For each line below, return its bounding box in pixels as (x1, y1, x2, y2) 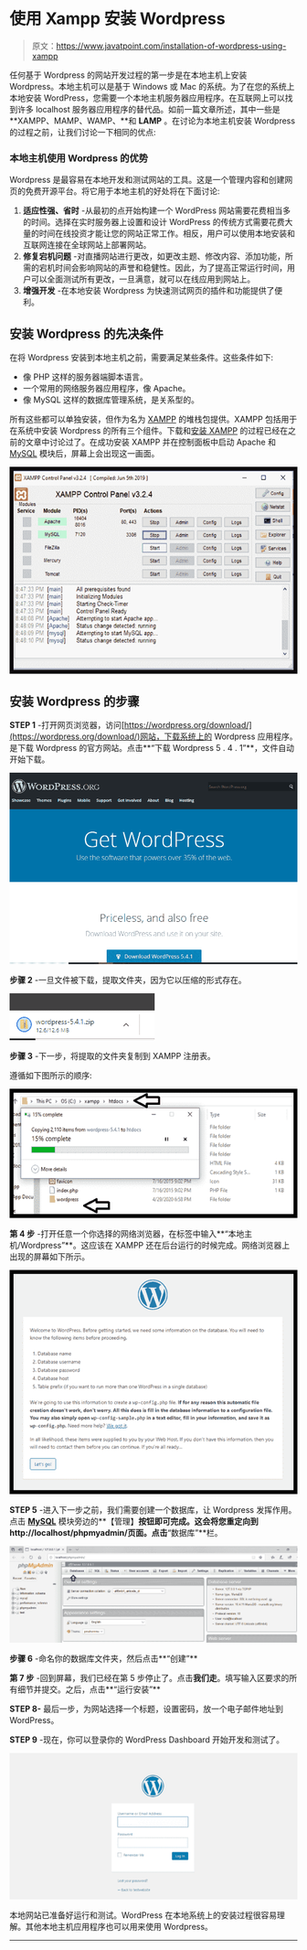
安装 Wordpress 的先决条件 (9, 326, 164, 341)
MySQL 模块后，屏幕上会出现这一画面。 (9, 448, 160, 459)
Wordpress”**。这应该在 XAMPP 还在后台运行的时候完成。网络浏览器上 (20, 1239, 291, 1250)
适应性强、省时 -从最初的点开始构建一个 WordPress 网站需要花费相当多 (22, 205, 291, 216)
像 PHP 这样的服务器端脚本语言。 (22, 371, 148, 382)
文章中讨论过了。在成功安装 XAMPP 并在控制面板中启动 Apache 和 (25, 436, 277, 448)
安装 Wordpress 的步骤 (9, 693, 140, 709)
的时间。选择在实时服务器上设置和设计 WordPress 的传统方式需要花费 (22, 217, 285, 228)
